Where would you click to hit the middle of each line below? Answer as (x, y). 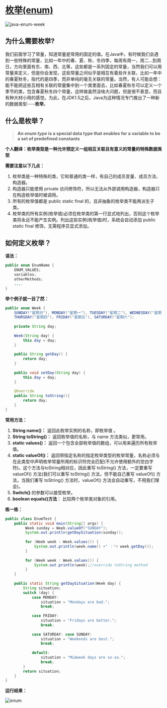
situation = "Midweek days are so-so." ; (83, 657)
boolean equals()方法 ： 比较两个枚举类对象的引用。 (66, 499)
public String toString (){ (42, 396)
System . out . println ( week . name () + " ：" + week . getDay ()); (94, 546)
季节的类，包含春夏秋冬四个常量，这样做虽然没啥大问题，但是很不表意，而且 (83, 91)
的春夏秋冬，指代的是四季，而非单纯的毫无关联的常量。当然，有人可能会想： (83, 79)
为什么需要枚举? (30, 41)
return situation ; (42, 671)
